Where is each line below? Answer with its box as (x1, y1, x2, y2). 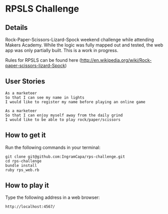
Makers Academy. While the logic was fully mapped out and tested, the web (5, 42, 163, 48)
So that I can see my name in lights (5, 95, 85, 100)
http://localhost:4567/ (5, 204, 55, 209)
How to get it (5, 131, 46, 140)
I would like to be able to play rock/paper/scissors (5, 117, 121, 122)
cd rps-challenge (5, 158, 42, 163)
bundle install (5, 163, 37, 168)
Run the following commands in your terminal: (5, 144, 101, 150)
